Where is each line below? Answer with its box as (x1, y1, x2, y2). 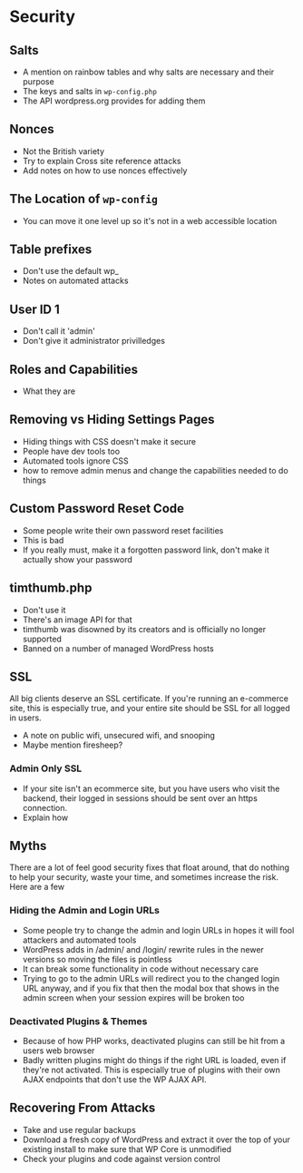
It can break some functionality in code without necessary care (22, 963, 259, 974)
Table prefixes (9, 242, 93, 258)
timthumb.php (9, 581, 93, 596)
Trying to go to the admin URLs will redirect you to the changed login (22, 973, 280, 983)
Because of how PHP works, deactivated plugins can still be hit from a (22, 1036, 286, 1047)
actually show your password (22, 553, 133, 564)
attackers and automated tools (22, 934, 137, 945)
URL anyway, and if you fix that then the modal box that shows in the (22, 982, 279, 993)
